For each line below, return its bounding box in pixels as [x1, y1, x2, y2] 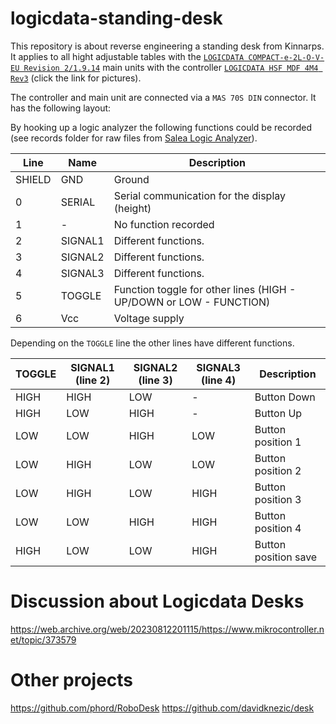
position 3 [254, 492, 302, 506]
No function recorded [113, 217, 215, 231]
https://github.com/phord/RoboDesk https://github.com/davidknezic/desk [10, 702, 315, 714]
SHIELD [15, 172, 52, 186]
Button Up [254, 406, 303, 420]
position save [254, 550, 318, 564]
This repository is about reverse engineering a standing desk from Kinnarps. [10, 40, 325, 52]
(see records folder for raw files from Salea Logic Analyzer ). [10, 132, 258, 144]
